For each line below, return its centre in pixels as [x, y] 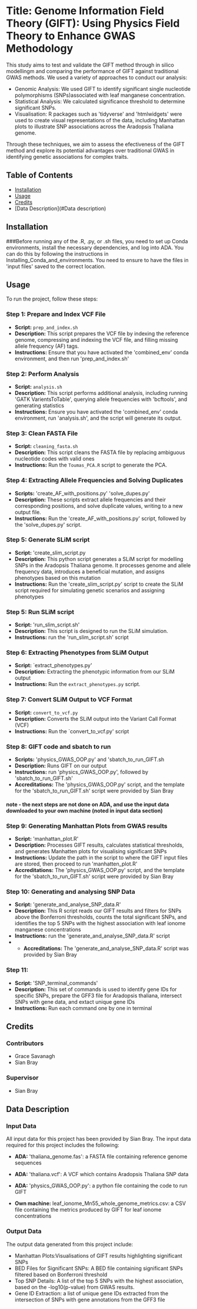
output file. [28, 512]
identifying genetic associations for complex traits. [67, 156]
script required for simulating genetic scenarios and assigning [90, 590]
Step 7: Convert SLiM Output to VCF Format [69, 700]
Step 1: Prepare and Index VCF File [56, 314]
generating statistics [39, 405]
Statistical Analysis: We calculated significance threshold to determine [100, 101]
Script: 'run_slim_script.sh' [47, 625]
